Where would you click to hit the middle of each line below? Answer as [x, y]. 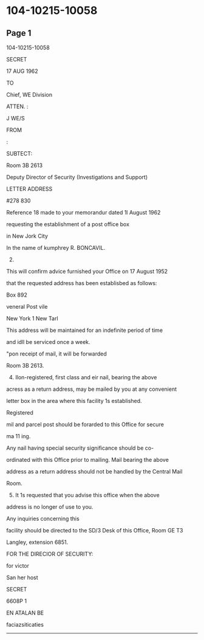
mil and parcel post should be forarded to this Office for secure [85, 424]
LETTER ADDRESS [29, 189]
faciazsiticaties [25, 625]
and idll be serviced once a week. [48, 342]
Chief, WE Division [29, 95]
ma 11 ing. [19, 436]
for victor [18, 566]
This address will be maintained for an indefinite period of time [84, 330]
